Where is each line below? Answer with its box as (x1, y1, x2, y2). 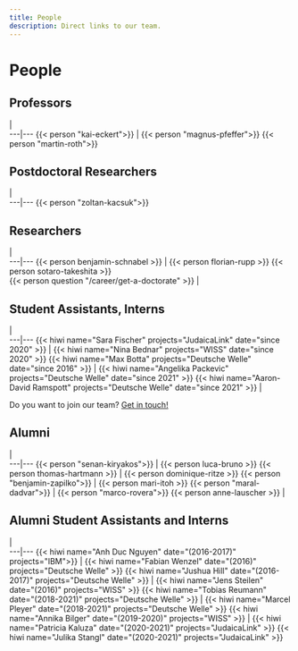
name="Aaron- (226, 372, 281, 383)
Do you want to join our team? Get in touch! (9, 399, 169, 410)
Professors (9, 96, 72, 111)
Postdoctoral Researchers (9, 164, 158, 179)
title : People (9, 13, 62, 22)
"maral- (231, 478, 261, 488)
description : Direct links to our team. (9, 21, 162, 30)
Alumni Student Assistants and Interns (9, 513, 229, 528)
